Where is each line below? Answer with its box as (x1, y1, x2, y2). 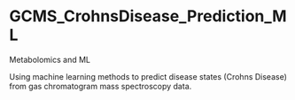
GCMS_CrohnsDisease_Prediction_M (9, 6, 287, 27)
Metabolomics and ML (9, 54, 91, 65)
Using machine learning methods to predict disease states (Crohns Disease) (9, 71, 288, 81)
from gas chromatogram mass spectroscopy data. (9, 81, 192, 91)
